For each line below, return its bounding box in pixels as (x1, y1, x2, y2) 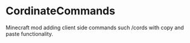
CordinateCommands (5, 4, 116, 18)
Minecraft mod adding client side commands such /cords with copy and (5, 24, 185, 31)
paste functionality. (5, 30, 54, 37)
